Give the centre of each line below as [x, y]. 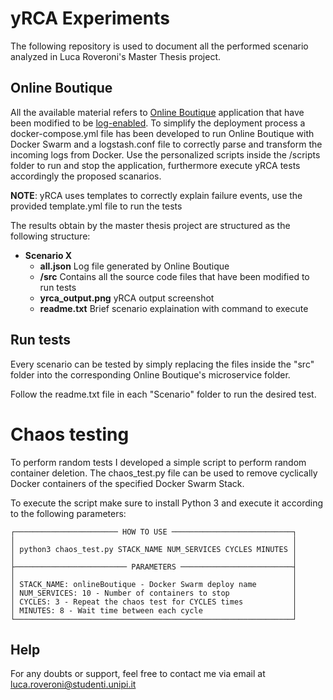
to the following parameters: [68, 513]
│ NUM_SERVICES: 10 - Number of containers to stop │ [154, 593]
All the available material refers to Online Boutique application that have [157, 112]
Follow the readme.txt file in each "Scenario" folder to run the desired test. [163, 394]
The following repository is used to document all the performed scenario [159, 46]
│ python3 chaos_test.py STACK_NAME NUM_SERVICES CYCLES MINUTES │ [154, 549]
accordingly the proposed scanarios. [86, 176]
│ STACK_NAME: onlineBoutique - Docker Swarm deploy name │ [154, 584]
